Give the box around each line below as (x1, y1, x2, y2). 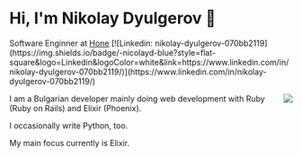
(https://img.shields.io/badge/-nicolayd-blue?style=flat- (9, 47, 217, 57)
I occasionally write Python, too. (9, 120, 129, 131)
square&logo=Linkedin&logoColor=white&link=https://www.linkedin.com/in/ (9, 57, 289, 67)
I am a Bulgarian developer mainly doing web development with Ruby (9, 93, 265, 104)
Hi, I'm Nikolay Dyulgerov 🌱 (9, 8, 217, 29)
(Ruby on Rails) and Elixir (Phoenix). (9, 102, 142, 113)
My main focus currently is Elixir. (9, 137, 130, 148)
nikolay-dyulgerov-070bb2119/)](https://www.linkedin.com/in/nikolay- (9, 66, 267, 77)
